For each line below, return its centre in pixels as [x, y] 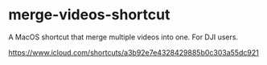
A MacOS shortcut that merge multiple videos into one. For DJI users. [123, 37]
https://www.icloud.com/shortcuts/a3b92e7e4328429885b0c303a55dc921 [133, 52]
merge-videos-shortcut [89, 15]
